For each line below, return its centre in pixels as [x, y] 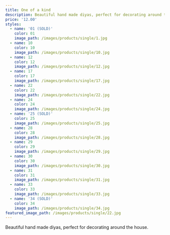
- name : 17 [21, 72]
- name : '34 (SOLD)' [31, 198]
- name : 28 [21, 128]
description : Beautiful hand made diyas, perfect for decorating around [83, 15]
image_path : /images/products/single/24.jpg [62, 109]
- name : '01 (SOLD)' [31, 29]
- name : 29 [21, 142]
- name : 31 [21, 171]
